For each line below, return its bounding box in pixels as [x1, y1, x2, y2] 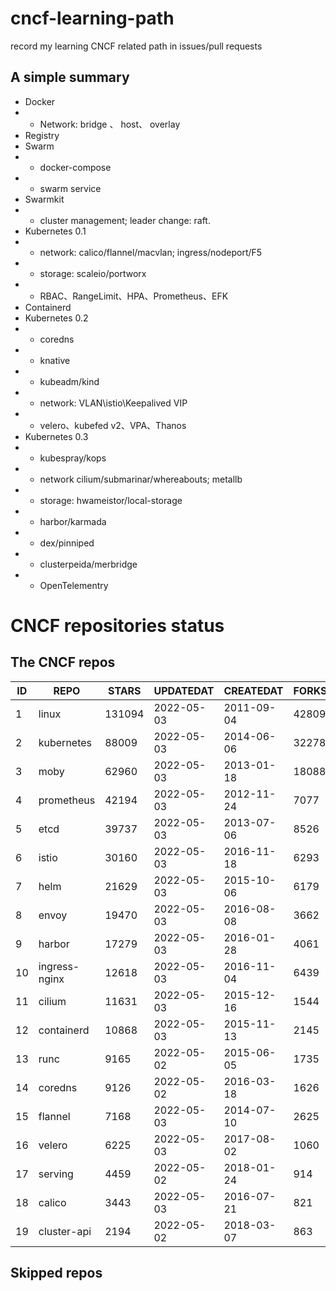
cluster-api [38, 1224, 92, 1238]
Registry [24, 129, 60, 141]
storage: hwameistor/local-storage [39, 494, 183, 506]
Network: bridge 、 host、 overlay [39, 118, 181, 130]
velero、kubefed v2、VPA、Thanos [39, 419, 187, 431]
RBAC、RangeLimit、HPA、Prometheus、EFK [39, 290, 229, 302]
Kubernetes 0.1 [24, 225, 87, 237]
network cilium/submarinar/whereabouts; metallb [39, 473, 243, 485]
